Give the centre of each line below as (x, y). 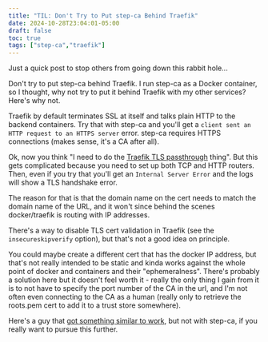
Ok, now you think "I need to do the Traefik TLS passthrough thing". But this (133, 157)
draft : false (30, 30)
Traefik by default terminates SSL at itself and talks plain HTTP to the (122, 116)
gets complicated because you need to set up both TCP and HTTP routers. (131, 165)
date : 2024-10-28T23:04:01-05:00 (64, 23)
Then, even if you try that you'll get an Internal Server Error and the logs (131, 174)
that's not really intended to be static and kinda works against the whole (127, 263)
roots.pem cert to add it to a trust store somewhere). (95, 305)
